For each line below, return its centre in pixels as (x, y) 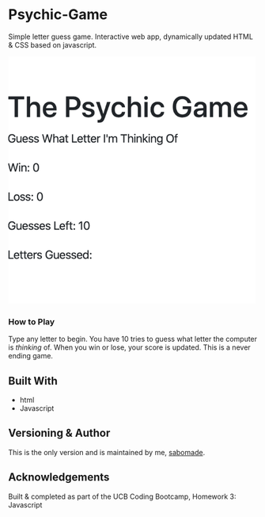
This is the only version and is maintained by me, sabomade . (107, 452)
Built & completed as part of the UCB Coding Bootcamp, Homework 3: (122, 496)
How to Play (32, 321)
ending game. (31, 356)
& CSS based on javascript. (53, 44)
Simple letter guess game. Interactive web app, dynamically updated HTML (131, 36)
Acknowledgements (59, 477)
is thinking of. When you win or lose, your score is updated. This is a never (129, 347)
